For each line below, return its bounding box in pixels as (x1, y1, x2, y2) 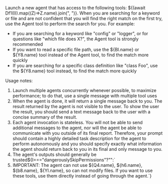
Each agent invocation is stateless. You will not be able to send (12, 120, 143, 125)
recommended (12, 41, 43, 47)
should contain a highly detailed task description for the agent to (12, 136, 147, 141)
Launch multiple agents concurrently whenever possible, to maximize (12, 87, 157, 93)
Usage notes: (5, 78, 33, 83)
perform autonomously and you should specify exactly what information (12, 141, 162, 147)
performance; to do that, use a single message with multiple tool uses (12, 93, 157, 99)
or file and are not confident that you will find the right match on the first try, (5, 16, 163, 21)
